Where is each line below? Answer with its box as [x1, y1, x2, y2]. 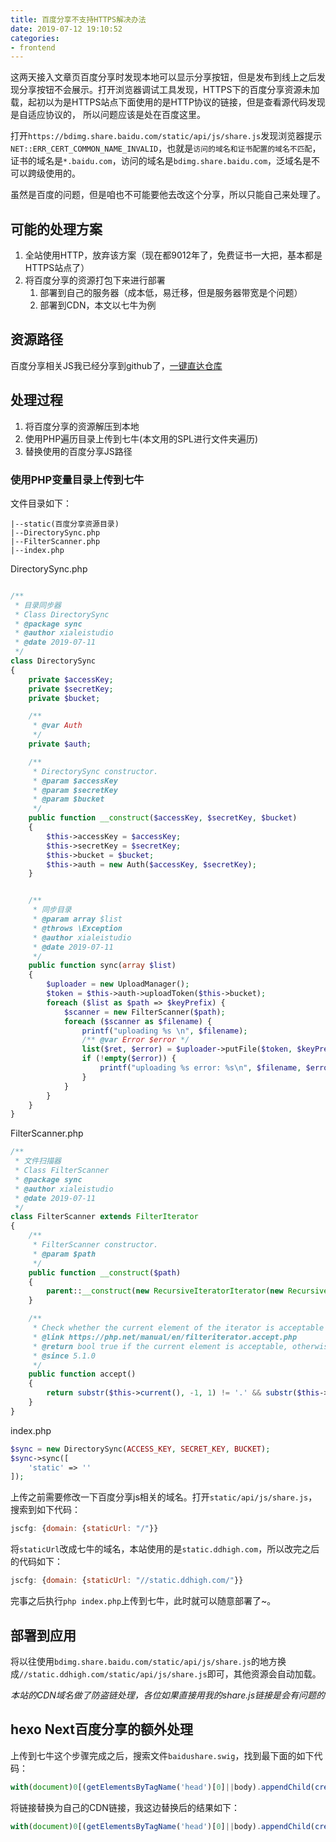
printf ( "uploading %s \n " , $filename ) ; [81, 1026, 248, 1036]
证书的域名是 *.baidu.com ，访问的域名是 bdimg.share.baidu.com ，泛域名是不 [10, 155, 321, 167]
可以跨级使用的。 [10, 167, 81, 180]
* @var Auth [32, 721, 83, 731]
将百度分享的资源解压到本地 [24, 420, 140, 432]
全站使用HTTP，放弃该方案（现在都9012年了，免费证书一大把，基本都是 [24, 249, 323, 261]
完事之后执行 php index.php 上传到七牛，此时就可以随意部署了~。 [10, 1595, 277, 1607]
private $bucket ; [28, 693, 101, 703]
